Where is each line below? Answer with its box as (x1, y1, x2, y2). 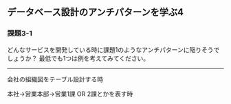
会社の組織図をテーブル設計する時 (7, 75, 104, 83)
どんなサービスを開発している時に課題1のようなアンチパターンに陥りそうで (7, 45, 220, 53)
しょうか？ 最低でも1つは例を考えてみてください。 (7, 54, 150, 62)
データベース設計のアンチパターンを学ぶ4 (7, 6, 184, 18)
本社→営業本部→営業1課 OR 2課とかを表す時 (7, 90, 133, 98)
